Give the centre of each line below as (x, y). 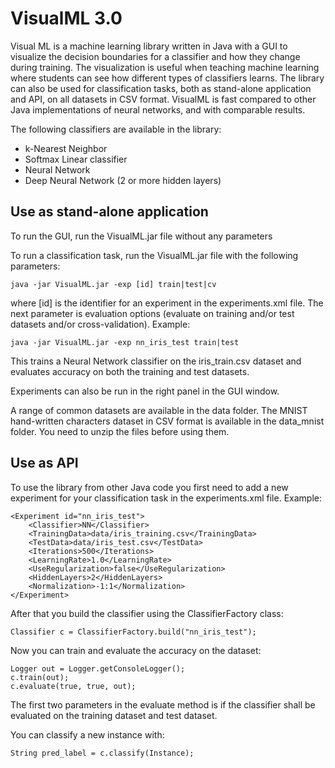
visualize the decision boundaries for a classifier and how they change (155, 56)
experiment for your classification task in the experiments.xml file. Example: (166, 498)
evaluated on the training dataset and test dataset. (114, 715)
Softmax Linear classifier (76, 159)
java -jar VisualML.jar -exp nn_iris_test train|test (125, 342)
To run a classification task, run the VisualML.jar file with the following (154, 255)
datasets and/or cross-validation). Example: (100, 324)
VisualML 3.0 (66, 18)
